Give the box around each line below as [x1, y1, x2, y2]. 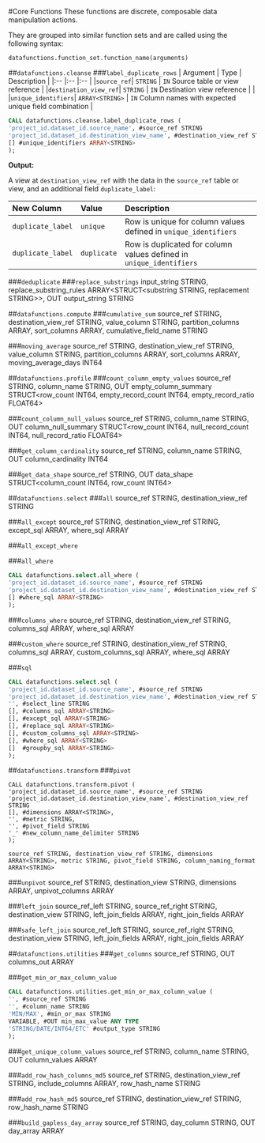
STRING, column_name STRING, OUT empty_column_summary [8, 382, 212, 391]
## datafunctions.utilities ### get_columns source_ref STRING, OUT [8, 949, 235, 959]
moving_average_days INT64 [8, 358, 103, 368]
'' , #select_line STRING [8, 700, 90, 708]
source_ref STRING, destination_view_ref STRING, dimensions [8, 850, 214, 858]
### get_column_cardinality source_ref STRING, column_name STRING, [8, 446, 242, 455]
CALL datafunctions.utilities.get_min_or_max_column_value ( [8, 988, 214, 996]
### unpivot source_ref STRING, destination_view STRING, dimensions [8, 877, 237, 888]
